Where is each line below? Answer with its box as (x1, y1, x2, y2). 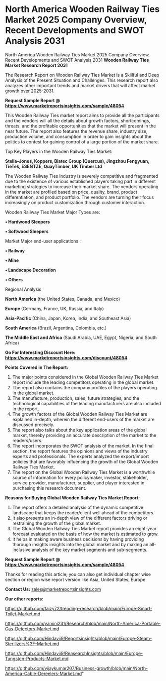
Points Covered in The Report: (5, 364, 68, 370)
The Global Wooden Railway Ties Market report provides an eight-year (12, 525, 157, 531)
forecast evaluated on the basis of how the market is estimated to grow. (12, 531, 159, 537)
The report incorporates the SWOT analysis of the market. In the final (12, 443, 154, 449)
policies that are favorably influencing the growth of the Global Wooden (12, 458, 159, 464)
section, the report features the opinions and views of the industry (12, 448, 148, 454)
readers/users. (12, 437, 43, 444)
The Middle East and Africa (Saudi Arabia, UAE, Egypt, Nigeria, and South (5, 335, 157, 340)
